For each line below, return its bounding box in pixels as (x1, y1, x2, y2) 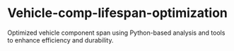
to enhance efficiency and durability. (7, 35, 114, 44)
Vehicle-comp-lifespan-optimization (7, 5, 228, 21)
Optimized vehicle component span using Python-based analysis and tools (7, 28, 226, 37)
